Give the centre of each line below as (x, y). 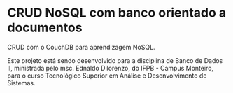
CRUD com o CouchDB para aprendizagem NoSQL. (81, 47)
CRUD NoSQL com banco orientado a (116, 13)
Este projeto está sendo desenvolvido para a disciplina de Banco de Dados (115, 60)
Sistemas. (21, 83)
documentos (45, 28)
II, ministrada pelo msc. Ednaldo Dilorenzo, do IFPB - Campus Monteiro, (111, 68)
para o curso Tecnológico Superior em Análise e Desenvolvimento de (107, 76)
